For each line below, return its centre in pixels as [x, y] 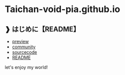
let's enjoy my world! [26, 67]
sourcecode [24, 52]
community [24, 47]
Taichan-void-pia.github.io [62, 9]
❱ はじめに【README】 [42, 29]
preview [20, 42]
